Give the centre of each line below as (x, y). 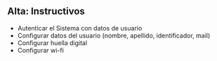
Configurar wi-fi (41, 50)
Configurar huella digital (52, 43)
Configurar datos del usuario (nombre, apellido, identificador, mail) (114, 35)
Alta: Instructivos (46, 11)
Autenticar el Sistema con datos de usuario (80, 28)
